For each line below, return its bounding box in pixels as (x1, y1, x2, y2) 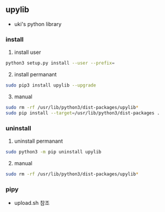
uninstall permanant (14, 137, 63, 144)
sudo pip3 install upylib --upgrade (5, 82, 96, 88)
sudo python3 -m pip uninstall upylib (5, 149, 101, 155)
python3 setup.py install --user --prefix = (5, 60, 115, 66)
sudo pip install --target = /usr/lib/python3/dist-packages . (5, 110, 160, 116)
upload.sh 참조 (14, 199, 50, 206)
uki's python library (14, 20, 62, 27)
